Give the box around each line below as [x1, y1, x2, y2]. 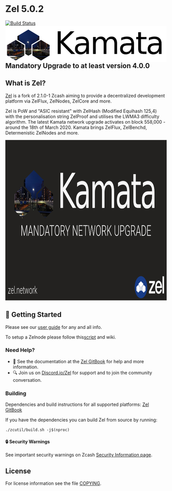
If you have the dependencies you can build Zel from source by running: [5, 417, 158, 423]
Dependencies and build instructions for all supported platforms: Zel [5, 401, 149, 408]
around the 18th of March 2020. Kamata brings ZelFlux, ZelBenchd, [5, 124, 147, 130]
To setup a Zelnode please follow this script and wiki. [5, 334, 116, 340]
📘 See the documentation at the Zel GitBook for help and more [12, 358, 144, 364]
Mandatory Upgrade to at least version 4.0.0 [5, 61, 150, 70]
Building [5, 389, 27, 397]
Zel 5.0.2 [5, 3, 44, 15]
